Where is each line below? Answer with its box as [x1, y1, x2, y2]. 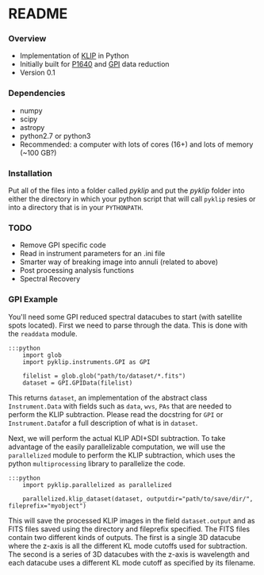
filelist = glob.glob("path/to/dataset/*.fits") [22, 372, 186, 380]
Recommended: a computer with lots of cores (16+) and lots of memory [19, 140, 254, 149]
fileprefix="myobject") [8, 501, 87, 510]
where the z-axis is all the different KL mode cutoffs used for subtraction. [8, 541, 248, 550]
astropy [19, 122, 45, 132]
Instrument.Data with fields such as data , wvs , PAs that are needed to [8, 401, 232, 411]
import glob [22, 351, 62, 359]
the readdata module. [8, 328, 78, 338]
